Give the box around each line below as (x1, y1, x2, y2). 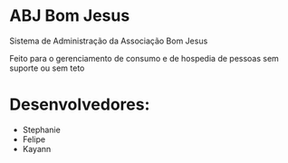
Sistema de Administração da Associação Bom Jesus (9, 35, 208, 46)
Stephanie (22, 124, 61, 135)
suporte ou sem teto (9, 62, 85, 73)
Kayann (22, 143, 52, 154)
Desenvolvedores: (9, 94, 150, 115)
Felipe (22, 133, 46, 145)
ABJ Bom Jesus (9, 5, 130, 26)
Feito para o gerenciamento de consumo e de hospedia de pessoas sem (9, 53, 279, 63)
